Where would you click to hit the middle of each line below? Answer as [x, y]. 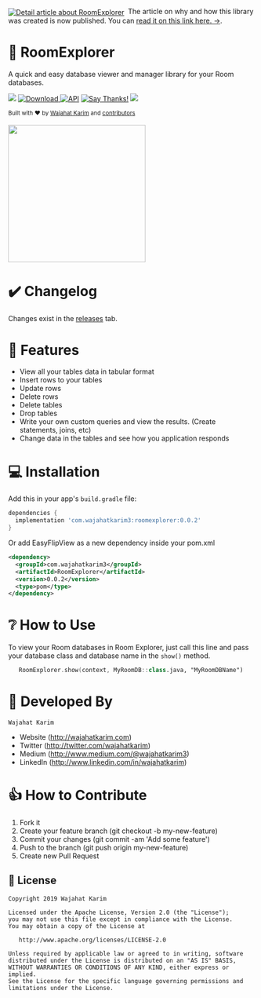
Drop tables [38, 413]
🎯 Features [44, 350]
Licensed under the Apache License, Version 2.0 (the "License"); [119, 912]
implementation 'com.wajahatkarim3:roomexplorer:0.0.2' [108, 521]
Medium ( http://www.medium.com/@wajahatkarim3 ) [104, 754]
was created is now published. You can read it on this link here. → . [115, 20]
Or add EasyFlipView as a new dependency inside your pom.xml [112, 543]
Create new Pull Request [59, 856]
